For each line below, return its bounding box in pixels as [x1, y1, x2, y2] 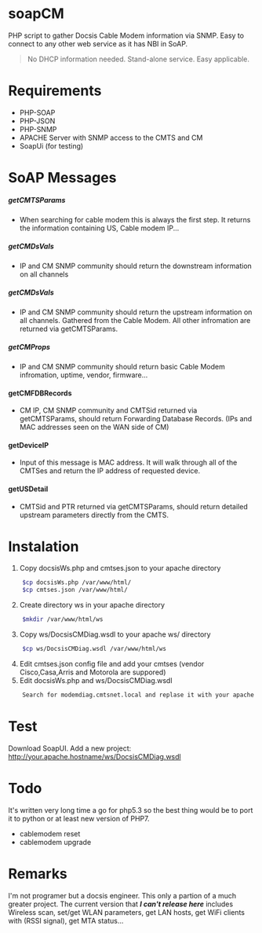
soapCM [8, 5, 64, 23]
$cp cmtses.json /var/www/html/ [22, 586, 128, 594]
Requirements [8, 82, 102, 100]
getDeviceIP [8, 440, 49, 450]
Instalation [8, 538, 79, 555]
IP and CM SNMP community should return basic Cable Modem [19, 362, 225, 371]
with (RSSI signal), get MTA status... [8, 916, 124, 925]
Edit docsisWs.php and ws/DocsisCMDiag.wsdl [19, 675, 173, 685]
